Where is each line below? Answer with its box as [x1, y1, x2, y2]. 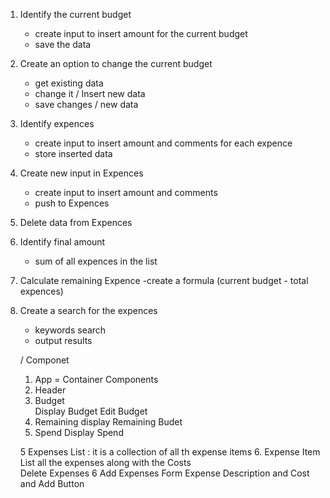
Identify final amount [19, 236, 106, 248]
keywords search [34, 324, 107, 336]
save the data [34, 39, 92, 50]
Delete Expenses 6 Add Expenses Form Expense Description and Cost [19, 467, 310, 479]
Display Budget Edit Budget [34, 405, 148, 417]
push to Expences [34, 197, 110, 209]
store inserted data [34, 148, 113, 159]
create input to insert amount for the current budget [34, 28, 248, 39]
